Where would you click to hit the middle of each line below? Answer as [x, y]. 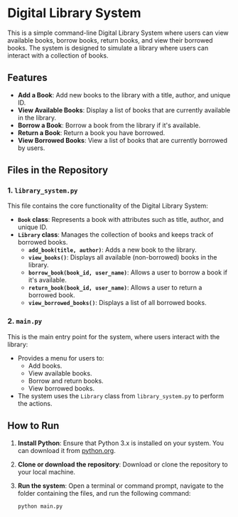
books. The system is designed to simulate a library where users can [108, 48]
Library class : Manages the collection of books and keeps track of [115, 235]
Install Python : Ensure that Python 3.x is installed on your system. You [120, 443]
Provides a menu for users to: [61, 358]
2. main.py [25, 321]
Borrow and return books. [66, 380]
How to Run [33, 426]
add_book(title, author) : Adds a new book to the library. [112, 250]
